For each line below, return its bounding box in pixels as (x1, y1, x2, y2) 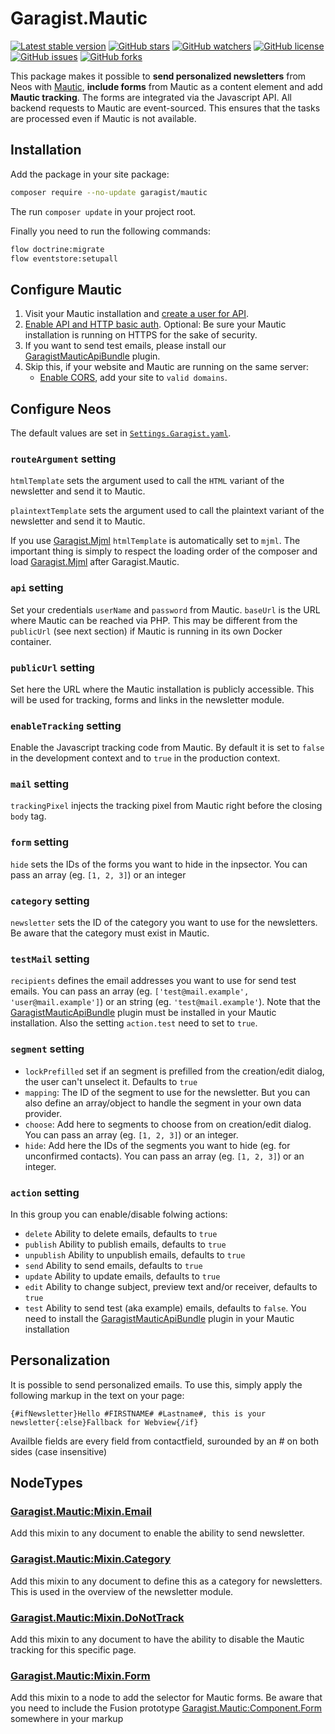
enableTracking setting (10, 718, 122, 732)
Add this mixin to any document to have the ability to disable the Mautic (10, 1633, 305, 1646)
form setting (10, 835, 70, 849)
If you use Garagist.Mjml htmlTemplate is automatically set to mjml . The (10, 535, 301, 547)
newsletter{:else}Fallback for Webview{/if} (10, 1417, 199, 1427)
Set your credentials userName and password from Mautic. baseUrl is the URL (10, 603, 321, 616)
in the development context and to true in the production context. (10, 752, 281, 764)
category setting (10, 893, 90, 907)
